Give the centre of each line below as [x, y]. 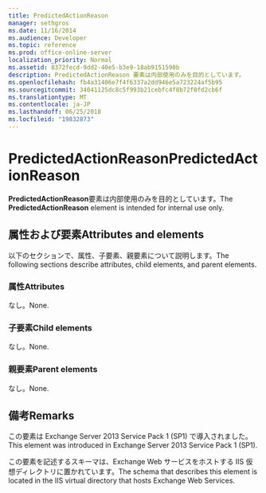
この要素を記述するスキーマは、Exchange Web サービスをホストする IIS [126, 462]
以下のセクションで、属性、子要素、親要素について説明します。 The [119, 255]
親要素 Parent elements [53, 370]
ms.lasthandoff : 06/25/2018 [55, 112]
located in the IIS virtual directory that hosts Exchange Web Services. [122, 481]
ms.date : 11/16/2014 [43, 30]
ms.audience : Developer [48, 38]
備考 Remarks [41, 415]
